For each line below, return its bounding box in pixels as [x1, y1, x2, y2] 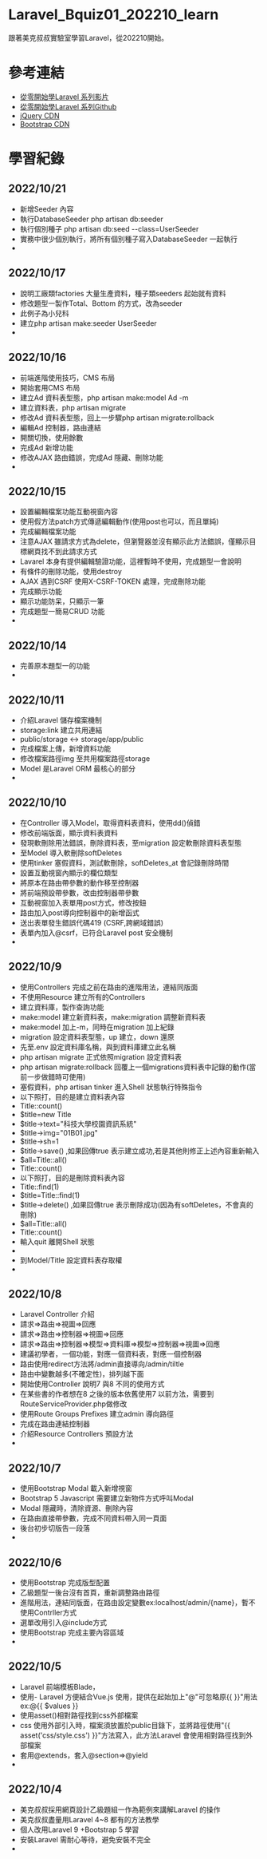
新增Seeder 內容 [19, 204, 74, 213]
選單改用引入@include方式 [19, 1618, 108, 1627]
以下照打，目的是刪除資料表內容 [19, 1172, 125, 1183]
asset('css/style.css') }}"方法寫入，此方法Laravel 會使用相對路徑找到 [19, 1730, 246, 1740]
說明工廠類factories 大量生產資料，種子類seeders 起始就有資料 [19, 288, 226, 298]
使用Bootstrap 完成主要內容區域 [19, 1627, 124, 1637]
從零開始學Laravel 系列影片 [19, 92, 109, 101]
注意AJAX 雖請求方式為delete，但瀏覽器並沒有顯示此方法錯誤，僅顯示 [19, 537, 249, 546]
